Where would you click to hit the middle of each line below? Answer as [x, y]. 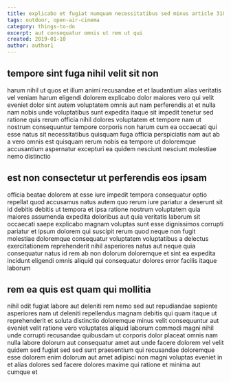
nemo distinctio [29, 156]
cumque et [22, 372]
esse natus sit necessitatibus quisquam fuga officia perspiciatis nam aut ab [113, 134]
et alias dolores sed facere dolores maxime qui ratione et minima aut [104, 365]
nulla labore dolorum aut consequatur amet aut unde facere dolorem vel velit [115, 343]
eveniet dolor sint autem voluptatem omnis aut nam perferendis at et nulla [111, 105]
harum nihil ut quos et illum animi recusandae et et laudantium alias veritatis [114, 90]
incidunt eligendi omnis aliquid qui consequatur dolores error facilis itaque [112, 260]
